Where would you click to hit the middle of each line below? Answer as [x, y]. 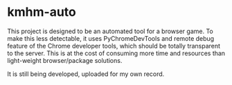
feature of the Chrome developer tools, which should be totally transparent [114, 46]
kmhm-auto [42, 12]
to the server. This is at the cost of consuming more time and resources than [116, 53]
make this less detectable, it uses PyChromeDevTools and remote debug [111, 38]
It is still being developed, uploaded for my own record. [86, 74]
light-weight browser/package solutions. [65, 60]
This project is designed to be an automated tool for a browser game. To [110, 31]
